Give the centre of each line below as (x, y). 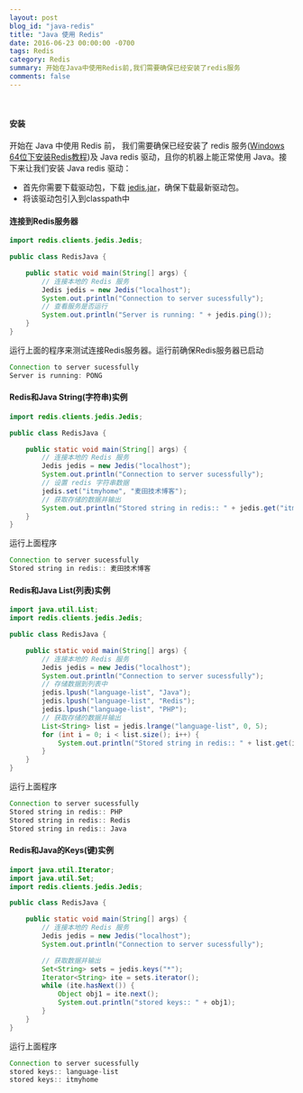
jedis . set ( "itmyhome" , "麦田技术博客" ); (115, 491)
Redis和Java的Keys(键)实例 (62, 850)
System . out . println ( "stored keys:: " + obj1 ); (147, 1003)
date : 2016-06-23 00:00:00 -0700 (72, 43)
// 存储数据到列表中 (75, 684)
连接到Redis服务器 (44, 221)
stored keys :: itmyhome (54, 1080)
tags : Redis (32, 51)
